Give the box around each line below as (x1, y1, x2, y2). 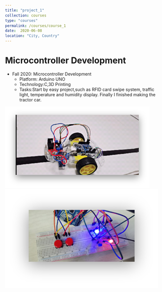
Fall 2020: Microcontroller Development (12, 71, 92, 77)
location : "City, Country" (5, 34, 60, 38)
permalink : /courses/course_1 (5, 23, 66, 28)
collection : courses (5, 13, 47, 18)
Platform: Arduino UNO (19, 76, 65, 82)
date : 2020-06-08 (5, 28, 42, 34)
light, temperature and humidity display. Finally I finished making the (19, 91, 156, 97)
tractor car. (19, 97, 42, 103)
